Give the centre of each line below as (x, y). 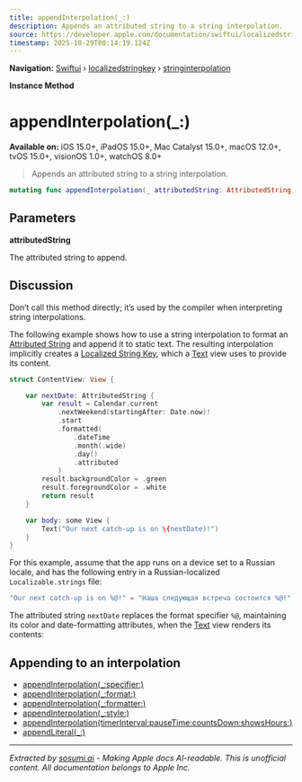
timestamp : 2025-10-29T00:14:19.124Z (80, 43)
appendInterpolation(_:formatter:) (84, 703)
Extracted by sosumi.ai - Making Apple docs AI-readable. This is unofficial (147, 758)
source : (24, 34)
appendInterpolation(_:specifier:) (83, 684)
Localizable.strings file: (56, 582)
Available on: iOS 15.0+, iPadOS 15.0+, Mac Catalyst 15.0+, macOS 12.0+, (145, 147)
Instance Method (42, 85)
